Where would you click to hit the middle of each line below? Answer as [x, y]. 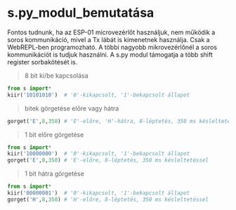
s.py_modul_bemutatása [81, 13]
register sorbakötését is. [42, 62]
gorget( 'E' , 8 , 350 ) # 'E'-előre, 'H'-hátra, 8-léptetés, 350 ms [102, 121]
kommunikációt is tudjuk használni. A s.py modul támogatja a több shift [110, 55]
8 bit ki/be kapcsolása [57, 76]
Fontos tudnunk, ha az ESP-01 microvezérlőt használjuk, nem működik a [111, 32]
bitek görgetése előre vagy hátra [72, 108]
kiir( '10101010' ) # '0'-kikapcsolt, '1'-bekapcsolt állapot [99, 95]
